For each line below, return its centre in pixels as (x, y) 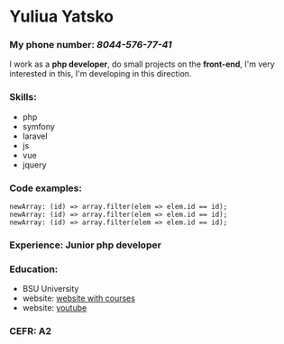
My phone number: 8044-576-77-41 (91, 45)
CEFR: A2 (31, 331)
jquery (34, 165)
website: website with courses (78, 298)
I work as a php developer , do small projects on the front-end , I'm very (142, 64)
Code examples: (46, 188)
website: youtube (55, 308)
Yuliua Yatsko (62, 17)
